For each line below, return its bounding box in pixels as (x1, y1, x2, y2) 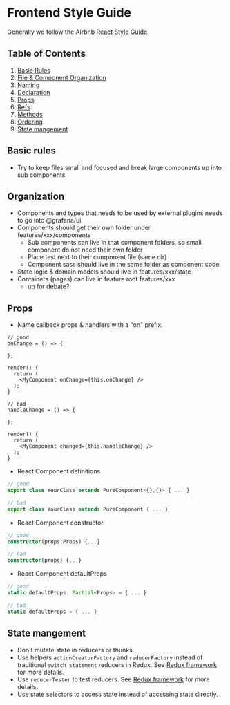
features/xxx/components (17, 231, 91, 239)
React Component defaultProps (17, 570, 107, 578)
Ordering (17, 117, 43, 126)
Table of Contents (7, 48, 86, 59)
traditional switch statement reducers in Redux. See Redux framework (17, 660, 218, 668)
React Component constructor (17, 518, 104, 527)
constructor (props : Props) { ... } (7, 538, 100, 545)
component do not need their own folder (27, 245, 143, 254)
